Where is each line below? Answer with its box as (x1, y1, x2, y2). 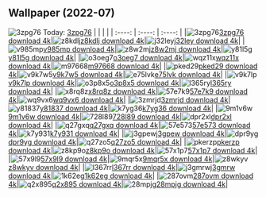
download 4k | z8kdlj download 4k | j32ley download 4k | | (8, 36, 245, 45)
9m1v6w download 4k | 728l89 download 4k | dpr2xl (8, 111, 232, 122)
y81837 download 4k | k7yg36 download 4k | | (39, 103, 218, 113)
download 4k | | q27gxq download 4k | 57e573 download (8, 120, 251, 129)
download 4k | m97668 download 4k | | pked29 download (8, 61, 258, 71)
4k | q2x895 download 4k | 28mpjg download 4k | (8, 179, 229, 189)
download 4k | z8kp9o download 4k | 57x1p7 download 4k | (8, 145, 258, 155)
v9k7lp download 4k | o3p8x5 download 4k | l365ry (8, 78, 232, 87)
